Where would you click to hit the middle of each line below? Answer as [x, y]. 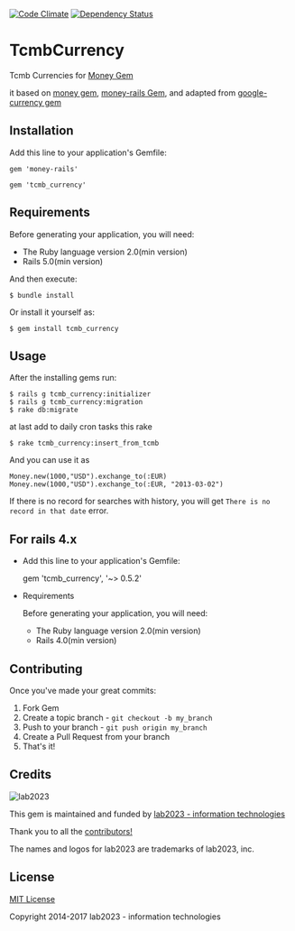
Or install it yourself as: [52, 312]
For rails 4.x [43, 539]
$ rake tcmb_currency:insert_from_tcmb [84, 443]
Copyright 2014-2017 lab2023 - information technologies [115, 917]
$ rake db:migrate [44, 410]
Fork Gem [41, 708]
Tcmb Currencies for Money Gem [71, 75]
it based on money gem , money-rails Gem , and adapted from [123, 92]
